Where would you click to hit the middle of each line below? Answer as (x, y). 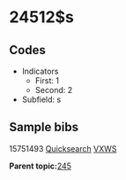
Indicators (40, 71)
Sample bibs (44, 127)
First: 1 (47, 81)
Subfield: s (41, 99)
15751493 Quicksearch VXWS (63, 148)
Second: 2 (54, 90)
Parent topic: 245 (41, 166)
